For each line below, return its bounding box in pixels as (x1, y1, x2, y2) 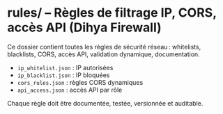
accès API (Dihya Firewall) (7, 19, 162, 35)
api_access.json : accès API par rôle (17, 85, 123, 94)
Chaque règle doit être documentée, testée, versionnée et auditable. (7, 99, 203, 107)
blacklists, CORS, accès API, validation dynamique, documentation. (7, 50, 200, 58)
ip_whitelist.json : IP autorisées (17, 63, 114, 72)
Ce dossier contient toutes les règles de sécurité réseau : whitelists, (7, 42, 201, 51)
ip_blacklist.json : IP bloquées (17, 71, 110, 79)
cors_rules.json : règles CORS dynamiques (17, 78, 144, 86)
